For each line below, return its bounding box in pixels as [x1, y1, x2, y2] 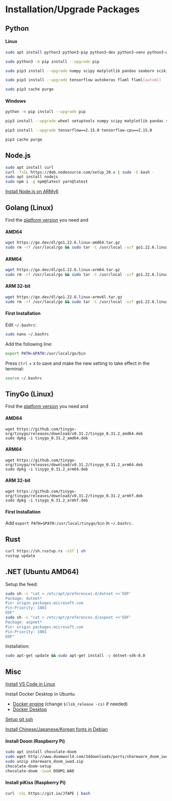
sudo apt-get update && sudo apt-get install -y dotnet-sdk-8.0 [5, 653, 145, 658]
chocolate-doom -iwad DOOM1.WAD [5, 768, 74, 773]
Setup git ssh [5, 716, 33, 722]
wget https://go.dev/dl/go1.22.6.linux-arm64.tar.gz [5, 267, 120, 272]
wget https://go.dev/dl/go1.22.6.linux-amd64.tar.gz [5, 240, 120, 245]
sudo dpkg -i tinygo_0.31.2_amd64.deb [5, 435, 88, 441]
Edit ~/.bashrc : [5, 322, 37, 328]
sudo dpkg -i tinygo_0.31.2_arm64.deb [5, 466, 88, 472]
